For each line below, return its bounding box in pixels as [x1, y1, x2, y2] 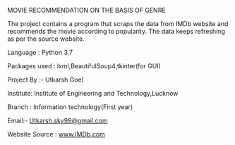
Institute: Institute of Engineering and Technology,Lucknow [7, 89, 179, 97]
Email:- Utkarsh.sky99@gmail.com [7, 116, 108, 125]
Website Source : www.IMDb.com [7, 130, 106, 138]
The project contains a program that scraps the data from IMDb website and [7, 20, 229, 27]
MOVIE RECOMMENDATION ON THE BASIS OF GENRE [7, 6, 166, 14]
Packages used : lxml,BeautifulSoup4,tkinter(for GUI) [7, 62, 161, 70]
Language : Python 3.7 [7, 49, 73, 56]
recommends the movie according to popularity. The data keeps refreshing [7, 27, 226, 35]
